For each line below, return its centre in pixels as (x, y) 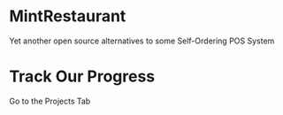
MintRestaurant (68, 16)
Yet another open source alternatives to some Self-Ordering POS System (142, 41)
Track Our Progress (82, 77)
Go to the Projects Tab (50, 101)
